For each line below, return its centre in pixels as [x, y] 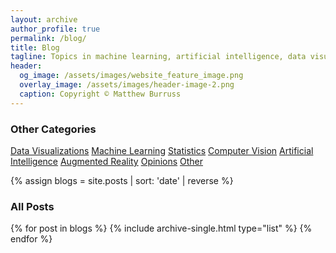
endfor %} [31, 239]
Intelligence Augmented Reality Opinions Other [107, 161]
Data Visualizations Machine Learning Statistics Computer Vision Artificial [162, 150]
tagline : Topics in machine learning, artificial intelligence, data [158, 57]
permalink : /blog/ [48, 38]
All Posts [32, 206]
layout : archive [44, 19]
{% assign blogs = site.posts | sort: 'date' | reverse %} [122, 180]
